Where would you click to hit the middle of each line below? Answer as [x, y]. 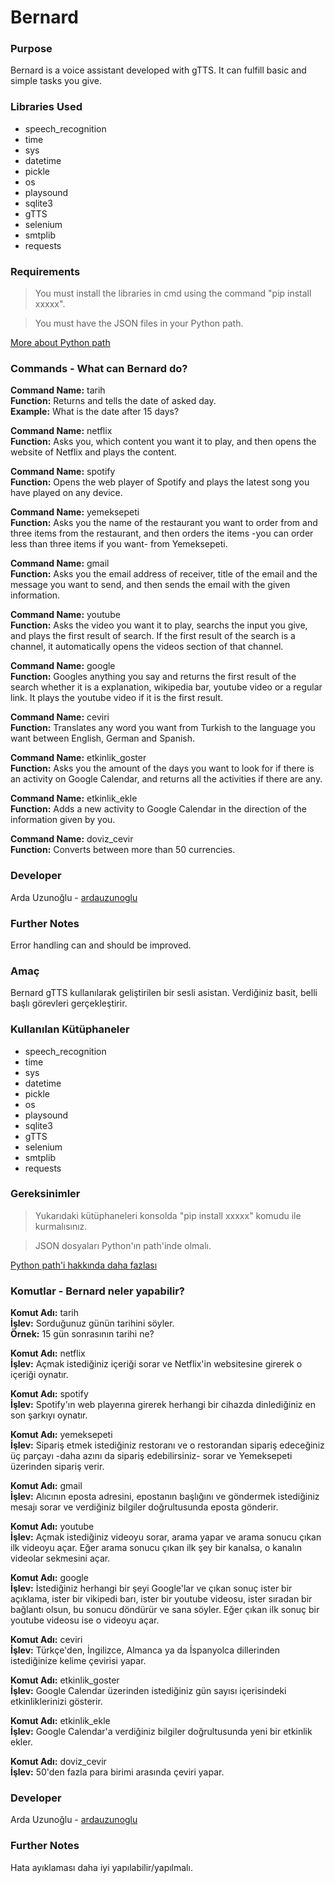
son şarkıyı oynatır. [49, 1415]
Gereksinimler [45, 1194]
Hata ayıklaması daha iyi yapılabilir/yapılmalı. [101, 1867]
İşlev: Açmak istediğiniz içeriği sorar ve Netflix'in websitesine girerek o [156, 1364]
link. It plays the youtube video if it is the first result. [117, 698]
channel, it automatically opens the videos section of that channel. [147, 647]
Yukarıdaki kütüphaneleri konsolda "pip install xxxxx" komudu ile [168, 1215]
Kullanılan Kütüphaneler [70, 1029]
